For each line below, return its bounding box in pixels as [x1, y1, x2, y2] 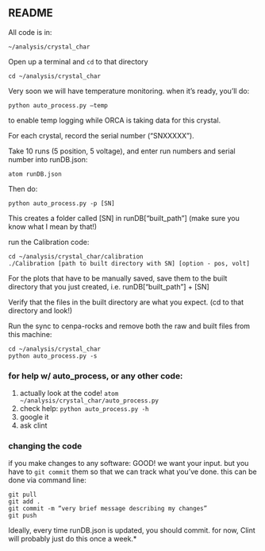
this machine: [8, 329, 52, 339]
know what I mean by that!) [8, 222, 98, 231]
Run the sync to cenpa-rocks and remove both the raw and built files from [8, 321, 251, 331]
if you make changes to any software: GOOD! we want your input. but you [8, 459, 249, 468]
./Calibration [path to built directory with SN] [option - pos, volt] [8, 259, 250, 267]
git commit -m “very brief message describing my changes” [8, 505, 208, 513]
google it [19, 413, 49, 422]
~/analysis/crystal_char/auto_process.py [19, 397, 159, 405]
